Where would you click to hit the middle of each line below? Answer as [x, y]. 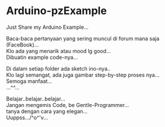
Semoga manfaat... [29, 81]
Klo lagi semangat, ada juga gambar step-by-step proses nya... [83, 75]
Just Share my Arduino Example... [47, 27]
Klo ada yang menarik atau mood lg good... [59, 51]
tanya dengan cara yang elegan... [47, 111]
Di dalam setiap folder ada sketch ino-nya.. [58, 68]
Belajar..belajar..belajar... [36, 99]
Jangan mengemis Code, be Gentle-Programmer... [67, 105]
